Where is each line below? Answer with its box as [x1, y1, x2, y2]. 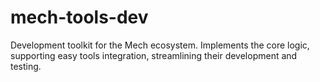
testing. [10, 60, 42, 72]
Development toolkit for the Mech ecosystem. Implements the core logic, [10, 39, 310, 51]
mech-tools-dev [10, 6, 149, 29]
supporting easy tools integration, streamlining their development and [10, 49, 298, 61]
